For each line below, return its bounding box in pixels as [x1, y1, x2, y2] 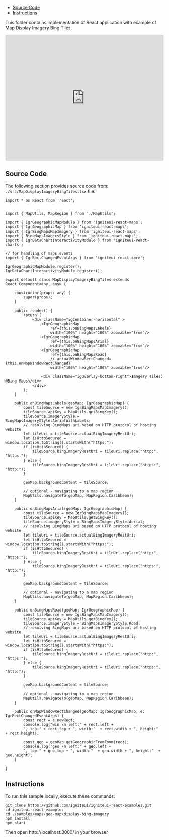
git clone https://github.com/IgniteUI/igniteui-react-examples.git [5, 803, 152, 808]
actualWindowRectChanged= [57, 356, 112, 361]
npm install [5, 816, 30, 821]
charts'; [5, 242, 24, 247]
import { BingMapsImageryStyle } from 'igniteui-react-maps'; [5, 233, 138, 238]
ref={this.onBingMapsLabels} [50, 326, 112, 331]
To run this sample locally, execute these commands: [5, 793, 115, 799]
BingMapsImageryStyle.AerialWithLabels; [5, 418, 92, 423]
